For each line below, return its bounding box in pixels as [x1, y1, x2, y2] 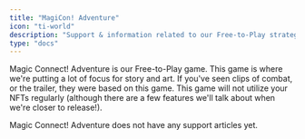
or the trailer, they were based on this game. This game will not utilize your [9, 83, 289, 94]
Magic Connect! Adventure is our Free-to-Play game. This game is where [9, 64, 283, 74]
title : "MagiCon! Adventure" [9, 13, 120, 23]
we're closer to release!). [9, 102, 103, 114]
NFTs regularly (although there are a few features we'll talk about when [9, 93, 275, 104]
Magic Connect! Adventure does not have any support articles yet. [9, 120, 259, 131]
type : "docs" [9, 38, 59, 48]
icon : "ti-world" [9, 22, 75, 31]
